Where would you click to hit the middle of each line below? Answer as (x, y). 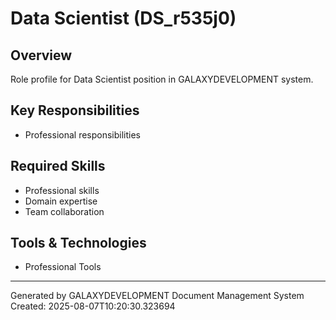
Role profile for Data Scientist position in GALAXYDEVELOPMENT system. (162, 79)
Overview (41, 55)
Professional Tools (63, 267)
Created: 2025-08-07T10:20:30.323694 (93, 306)
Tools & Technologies (78, 243)
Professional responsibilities (83, 134)
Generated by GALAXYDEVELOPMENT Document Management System (157, 296)
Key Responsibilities (75, 110)
